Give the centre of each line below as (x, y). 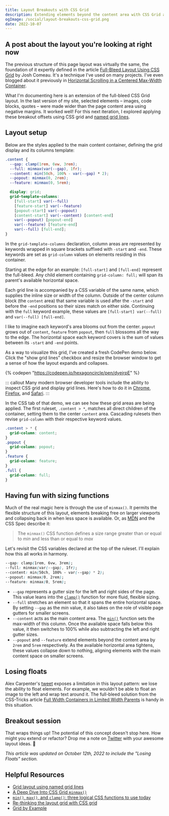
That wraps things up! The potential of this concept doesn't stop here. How (83, 733)
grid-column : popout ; (32, 447)
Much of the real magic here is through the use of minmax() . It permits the (81, 508)
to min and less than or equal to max (55, 539)
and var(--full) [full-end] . (35, 317)
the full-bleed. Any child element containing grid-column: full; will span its (84, 275)
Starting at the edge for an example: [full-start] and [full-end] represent (84, 269)
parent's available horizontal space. (42, 280)
